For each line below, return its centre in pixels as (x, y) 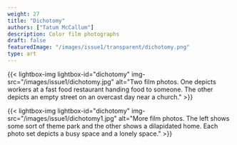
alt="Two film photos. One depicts (166, 81)
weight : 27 (24, 14)
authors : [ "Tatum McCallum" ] (51, 27)
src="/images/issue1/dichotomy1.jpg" (62, 118)
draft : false (27, 41)
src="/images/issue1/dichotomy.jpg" (61, 81)
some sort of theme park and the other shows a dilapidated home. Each (113, 126)
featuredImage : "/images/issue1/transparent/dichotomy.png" (99, 47)
